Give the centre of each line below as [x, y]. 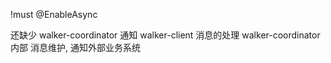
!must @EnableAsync [54, 14]
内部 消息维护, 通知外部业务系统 [75, 47]
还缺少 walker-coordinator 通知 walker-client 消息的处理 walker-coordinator [165, 35]
